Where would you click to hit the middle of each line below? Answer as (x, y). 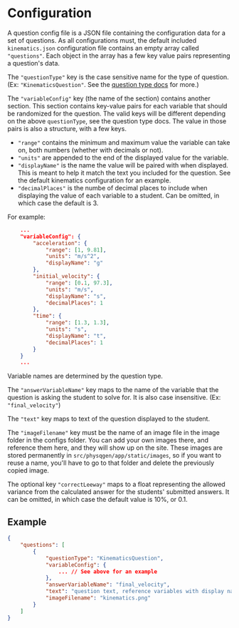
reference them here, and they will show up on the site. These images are (115, 448)
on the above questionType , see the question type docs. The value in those (117, 121)
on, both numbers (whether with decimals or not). (90, 150)
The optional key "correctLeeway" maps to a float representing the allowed (116, 484)
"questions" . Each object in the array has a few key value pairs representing (119, 56)
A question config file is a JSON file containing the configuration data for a (117, 33)
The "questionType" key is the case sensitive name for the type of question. (118, 77)
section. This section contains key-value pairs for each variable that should (117, 105)
